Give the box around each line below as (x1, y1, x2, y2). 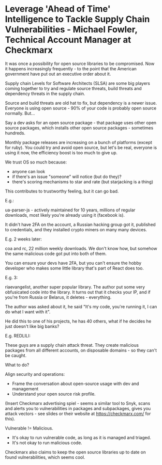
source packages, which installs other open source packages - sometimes (5, 125, 154, 130)
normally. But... (5, 110, 35, 116)
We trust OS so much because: (5, 159, 67, 165)
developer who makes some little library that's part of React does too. (5, 265, 144, 271)
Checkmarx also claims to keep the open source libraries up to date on (5, 449, 146, 455)
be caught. (5, 353, 27, 358)
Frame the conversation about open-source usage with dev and (12, 381, 139, 386)
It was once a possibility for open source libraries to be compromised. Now (5, 61, 155, 66)
